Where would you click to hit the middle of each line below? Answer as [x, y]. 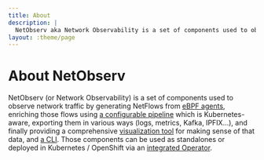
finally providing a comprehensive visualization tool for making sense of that [132, 131]
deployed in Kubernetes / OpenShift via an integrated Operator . [110, 148]
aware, [19, 123]
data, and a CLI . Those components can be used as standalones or [117, 140]
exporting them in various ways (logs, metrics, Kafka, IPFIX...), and [139, 123]
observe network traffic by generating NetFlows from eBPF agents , [117, 106]
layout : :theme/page [42, 37]
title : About [29, 15]
